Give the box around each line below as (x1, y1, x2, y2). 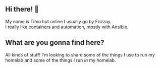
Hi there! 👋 (5, 5, 39, 14)
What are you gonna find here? (5, 38, 104, 47)
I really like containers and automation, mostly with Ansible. (5, 24, 129, 30)
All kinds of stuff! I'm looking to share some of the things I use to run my (5, 51, 155, 58)
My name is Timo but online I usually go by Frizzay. (5, 18, 112, 24)
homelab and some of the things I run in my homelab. (5, 57, 116, 63)
